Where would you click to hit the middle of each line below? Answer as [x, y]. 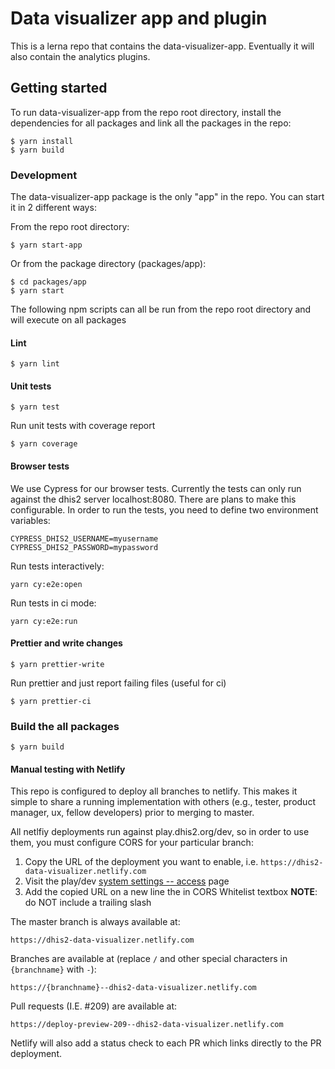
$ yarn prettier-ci [51, 701]
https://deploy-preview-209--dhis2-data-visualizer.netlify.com [147, 1025]
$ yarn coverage [44, 444]
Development [44, 175]
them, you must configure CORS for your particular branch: [132, 843]
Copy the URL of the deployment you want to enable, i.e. [141, 862]
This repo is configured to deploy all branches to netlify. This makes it [154, 791]
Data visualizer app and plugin [139, 18]
